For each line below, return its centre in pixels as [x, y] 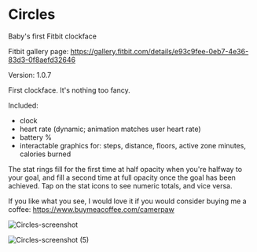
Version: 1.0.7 [30, 75]
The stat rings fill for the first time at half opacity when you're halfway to [125, 169]
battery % [36, 137]
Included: [24, 105]
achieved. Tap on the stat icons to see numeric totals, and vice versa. [121, 185]
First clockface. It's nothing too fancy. [70, 90]
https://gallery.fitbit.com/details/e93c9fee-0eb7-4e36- [160, 51]
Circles [32, 15]
